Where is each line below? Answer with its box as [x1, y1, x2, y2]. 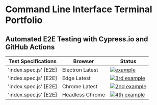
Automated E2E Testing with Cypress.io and [5, 35, 148, 43]
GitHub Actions [5, 42, 55, 51]
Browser [73, 58, 94, 65]
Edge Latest [62, 75, 91, 82]
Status [120, 58, 137, 65]
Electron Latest [62, 66, 98, 73]
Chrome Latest [62, 83, 98, 90]
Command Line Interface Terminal [5, 4, 152, 15]
